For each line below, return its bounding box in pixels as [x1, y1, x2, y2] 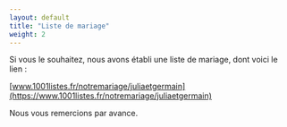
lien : [9, 63, 28, 74]
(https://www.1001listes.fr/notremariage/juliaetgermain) [9, 90, 213, 101]
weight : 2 [9, 30, 46, 38]
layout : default [9, 13, 70, 22]
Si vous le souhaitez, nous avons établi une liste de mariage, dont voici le [9, 55, 279, 65]
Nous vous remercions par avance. [9, 108, 139, 119]
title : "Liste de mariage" [9, 21, 110, 30]
